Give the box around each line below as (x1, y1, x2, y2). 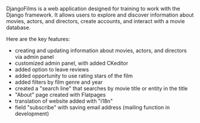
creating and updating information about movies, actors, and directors (14, 47, 187, 54)
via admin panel (14, 53, 54, 60)
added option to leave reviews (14, 66, 89, 73)
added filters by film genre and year (14, 78, 103, 86)
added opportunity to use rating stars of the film (14, 72, 133, 79)
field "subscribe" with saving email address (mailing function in (14, 104, 170, 111)
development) (14, 110, 49, 117)
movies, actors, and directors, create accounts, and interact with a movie (6, 18, 185, 24)
